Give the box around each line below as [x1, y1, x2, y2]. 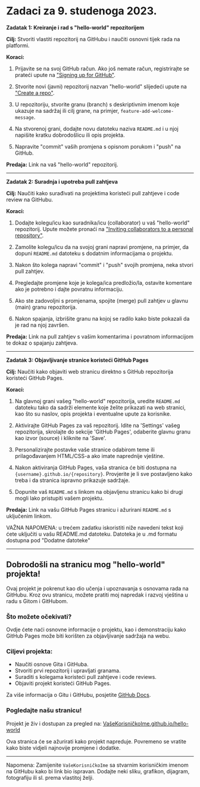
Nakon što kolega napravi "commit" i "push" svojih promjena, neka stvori [14, 261, 193, 268]
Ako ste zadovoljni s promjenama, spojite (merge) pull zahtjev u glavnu [14, 297, 189, 304]
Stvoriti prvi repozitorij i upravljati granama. [14, 667, 121, 674]
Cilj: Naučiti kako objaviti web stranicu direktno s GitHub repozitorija [6, 368, 174, 375]
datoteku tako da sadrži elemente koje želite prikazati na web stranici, [14, 404, 186, 411]
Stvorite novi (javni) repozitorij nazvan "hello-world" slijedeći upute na [14, 82, 187, 90]
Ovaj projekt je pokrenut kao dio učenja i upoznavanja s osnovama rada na [6, 585, 189, 592]
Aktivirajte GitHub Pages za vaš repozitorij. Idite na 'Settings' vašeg [14, 422, 180, 429]
